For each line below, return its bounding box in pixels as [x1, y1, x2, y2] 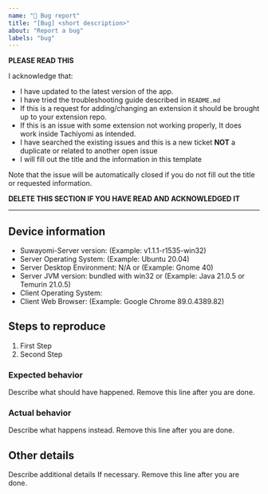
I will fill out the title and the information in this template [19, 155, 202, 164]
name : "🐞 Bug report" [8, 11, 81, 20]
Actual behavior [8, 408, 72, 419]
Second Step [19, 349, 63, 359]
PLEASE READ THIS [8, 56, 74, 65]
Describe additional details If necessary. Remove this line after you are [8, 470, 239, 480]
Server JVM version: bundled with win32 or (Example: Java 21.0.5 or [19, 271, 246, 281]
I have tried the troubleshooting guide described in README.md [19, 95, 221, 105]
